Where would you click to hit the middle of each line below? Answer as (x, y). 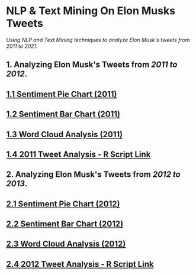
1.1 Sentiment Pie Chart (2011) (62, 94)
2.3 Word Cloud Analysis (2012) (66, 244)
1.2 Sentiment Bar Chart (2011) (63, 114)
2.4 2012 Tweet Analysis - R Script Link (80, 264)
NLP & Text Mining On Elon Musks (91, 11)
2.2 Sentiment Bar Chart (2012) (65, 224)
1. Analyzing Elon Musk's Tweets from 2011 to (92, 65)
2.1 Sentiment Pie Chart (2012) (63, 204)
